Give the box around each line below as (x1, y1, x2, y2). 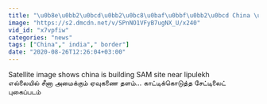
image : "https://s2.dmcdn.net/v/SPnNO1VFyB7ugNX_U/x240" (8, 19, 201, 27)
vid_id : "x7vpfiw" (8, 26, 69, 34)
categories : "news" (8, 33, 73, 42)
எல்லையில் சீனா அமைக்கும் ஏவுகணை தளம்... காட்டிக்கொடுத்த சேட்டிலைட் (8, 78, 226, 87)
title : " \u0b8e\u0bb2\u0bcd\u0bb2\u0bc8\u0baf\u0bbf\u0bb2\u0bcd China (8, 11, 250, 20)
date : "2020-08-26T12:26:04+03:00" (8, 48, 126, 56)
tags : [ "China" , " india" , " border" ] (8, 41, 130, 49)
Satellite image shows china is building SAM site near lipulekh (8, 70, 211, 79)
